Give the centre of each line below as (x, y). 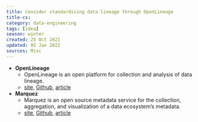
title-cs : (19, 17)
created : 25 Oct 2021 (33, 40)
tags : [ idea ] (23, 29)
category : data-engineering (42, 23)
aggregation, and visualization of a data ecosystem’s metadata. (102, 106)
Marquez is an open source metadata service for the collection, (103, 100)
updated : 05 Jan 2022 (33, 46)
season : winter (25, 34)
